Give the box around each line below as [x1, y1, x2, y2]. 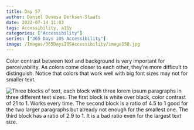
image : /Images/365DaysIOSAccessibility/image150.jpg [6, 42, 141, 47]
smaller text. [6, 76, 36, 83]
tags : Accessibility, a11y [6, 25, 72, 31]
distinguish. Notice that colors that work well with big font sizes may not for [6, 70, 188, 77]
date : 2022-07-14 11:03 [6, 19, 64, 25]
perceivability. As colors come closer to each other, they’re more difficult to [6, 63, 188, 70]
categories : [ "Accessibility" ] [6, 30, 83, 36]
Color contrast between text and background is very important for [6, 57, 165, 64]
